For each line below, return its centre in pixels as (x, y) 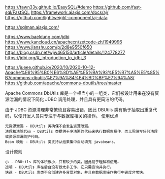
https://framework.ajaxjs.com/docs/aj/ (70, 12)
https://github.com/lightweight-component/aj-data (56, 18)
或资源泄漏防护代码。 (23, 137)
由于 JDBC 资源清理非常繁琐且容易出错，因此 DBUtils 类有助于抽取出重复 (79, 110)
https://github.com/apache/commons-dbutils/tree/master (63, 83)
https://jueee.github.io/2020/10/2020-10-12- (50, 67)
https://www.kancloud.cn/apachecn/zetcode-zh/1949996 (64, 42)
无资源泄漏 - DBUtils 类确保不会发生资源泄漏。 (49, 126)
